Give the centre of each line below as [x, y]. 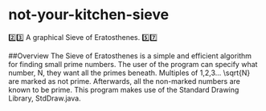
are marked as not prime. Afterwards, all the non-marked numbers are [125, 81]
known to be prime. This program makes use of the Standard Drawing [124, 89]
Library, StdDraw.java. [45, 98]
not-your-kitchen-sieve [89, 15]
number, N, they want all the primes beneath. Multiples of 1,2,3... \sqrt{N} [129, 73]
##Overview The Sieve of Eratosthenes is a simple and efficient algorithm [130, 55]
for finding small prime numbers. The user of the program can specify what [133, 64]
